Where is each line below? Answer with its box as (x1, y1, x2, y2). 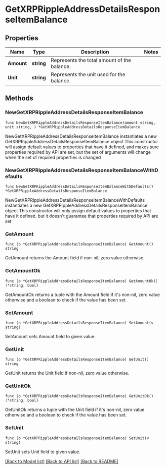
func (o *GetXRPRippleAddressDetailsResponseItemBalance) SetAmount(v (5, 320, 154, 325)
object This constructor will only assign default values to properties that (5, 207, 152, 214)
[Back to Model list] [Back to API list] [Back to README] (5, 458, 119, 464)
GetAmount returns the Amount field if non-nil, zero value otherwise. (5, 255, 145, 261)
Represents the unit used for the (50, 71, 125, 78)
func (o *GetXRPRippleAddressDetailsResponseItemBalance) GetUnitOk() (5, 394, 154, 399)
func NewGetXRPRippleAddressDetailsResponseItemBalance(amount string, (5, 120, 156, 125)
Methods (5, 94, 34, 103)
